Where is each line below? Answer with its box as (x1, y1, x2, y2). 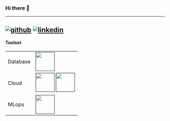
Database (8, 58, 31, 65)
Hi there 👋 (5, 5, 30, 12)
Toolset (5, 40, 22, 46)
